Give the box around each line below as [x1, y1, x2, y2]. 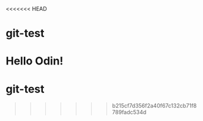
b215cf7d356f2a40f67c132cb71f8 [112, 102, 197, 109]
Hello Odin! [6, 54, 64, 68]
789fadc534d [112, 109, 147, 116]
